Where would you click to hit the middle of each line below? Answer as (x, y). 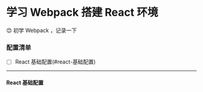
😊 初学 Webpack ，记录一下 (42, 30)
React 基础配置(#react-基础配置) (55, 62)
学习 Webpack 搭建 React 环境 (82, 12)
